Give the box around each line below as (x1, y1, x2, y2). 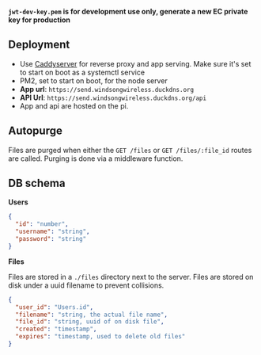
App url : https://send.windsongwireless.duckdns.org (19, 84, 195, 94)
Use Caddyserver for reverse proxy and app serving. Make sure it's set (19, 59, 252, 68)
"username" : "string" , (15, 227, 90, 236)
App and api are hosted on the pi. (19, 101, 129, 110)
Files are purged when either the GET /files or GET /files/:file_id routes (8, 145, 252, 155)
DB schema (8, 177, 66, 190)
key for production (8, 15, 71, 25)
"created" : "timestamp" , (15, 325, 97, 334)
